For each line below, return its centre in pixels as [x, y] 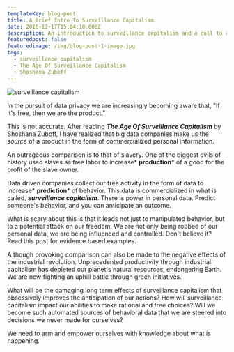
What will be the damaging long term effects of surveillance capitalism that [115, 290]
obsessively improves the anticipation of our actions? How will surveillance [115, 298]
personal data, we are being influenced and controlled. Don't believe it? [110, 234]
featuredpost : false [37, 40]
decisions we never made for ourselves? [65, 320]
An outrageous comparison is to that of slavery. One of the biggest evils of [114, 155]
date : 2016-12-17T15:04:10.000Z [54, 26]
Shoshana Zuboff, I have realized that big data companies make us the [108, 134]
